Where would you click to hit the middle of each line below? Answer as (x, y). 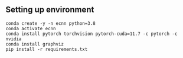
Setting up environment (50, 10)
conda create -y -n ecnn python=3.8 (50, 23)
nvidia (14, 39)
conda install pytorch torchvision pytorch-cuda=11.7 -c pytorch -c (91, 34)
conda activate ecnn (31, 28)
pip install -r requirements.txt (47, 49)
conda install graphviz (35, 44)
